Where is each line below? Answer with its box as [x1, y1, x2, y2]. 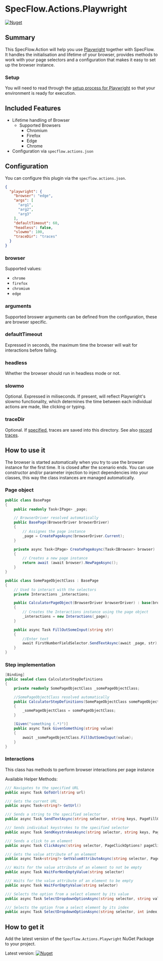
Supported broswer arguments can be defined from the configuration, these [5, 314, 157, 320]
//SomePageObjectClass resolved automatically [14, 694, 110, 700]
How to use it [5, 446, 46, 455]
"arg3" [17, 211, 32, 217]
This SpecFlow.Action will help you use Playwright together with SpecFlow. [5, 46, 155, 52]
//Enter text [22, 636, 49, 641]
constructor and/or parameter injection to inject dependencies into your [5, 470, 148, 475]
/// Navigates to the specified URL [5, 785, 79, 790]
